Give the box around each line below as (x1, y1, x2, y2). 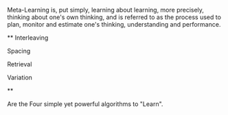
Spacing (7, 47, 31, 55)
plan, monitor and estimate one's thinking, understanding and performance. (7, 21, 221, 28)
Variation (7, 73, 33, 81)
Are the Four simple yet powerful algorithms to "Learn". (7, 100, 163, 108)
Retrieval (7, 60, 32, 68)
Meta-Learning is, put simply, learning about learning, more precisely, (7, 6, 205, 14)
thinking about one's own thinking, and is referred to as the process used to (7, 13, 222, 21)
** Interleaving (7, 34, 49, 42)
